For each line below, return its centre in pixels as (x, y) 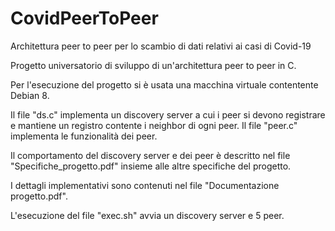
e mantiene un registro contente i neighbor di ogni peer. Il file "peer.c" (154, 125)
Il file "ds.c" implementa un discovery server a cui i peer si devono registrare (168, 114)
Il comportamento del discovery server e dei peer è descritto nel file (150, 155)
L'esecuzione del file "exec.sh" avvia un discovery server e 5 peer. (147, 215)
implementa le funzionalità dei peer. (84, 136)
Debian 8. (30, 95)
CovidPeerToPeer (84, 18)
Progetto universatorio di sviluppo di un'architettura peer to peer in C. (153, 65)
